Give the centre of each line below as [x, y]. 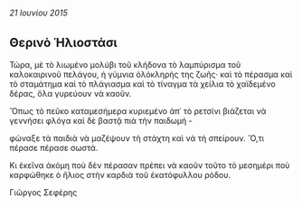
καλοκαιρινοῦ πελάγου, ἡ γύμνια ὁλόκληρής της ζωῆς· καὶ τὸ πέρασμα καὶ [151, 74]
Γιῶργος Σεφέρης [43, 192]
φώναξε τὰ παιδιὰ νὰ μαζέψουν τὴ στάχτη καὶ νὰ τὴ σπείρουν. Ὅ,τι [137, 138]
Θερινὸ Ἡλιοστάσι [63, 43]
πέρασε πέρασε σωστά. [54, 147]
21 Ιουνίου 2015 [38, 13]
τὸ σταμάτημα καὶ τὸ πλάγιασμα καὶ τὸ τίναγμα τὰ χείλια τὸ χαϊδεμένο [142, 84]
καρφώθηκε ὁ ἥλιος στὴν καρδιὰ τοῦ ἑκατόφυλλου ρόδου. [120, 174]
